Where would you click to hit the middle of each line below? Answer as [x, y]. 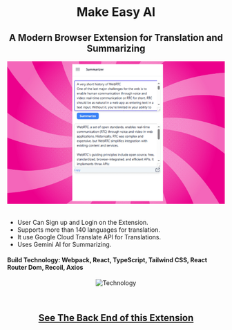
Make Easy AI [116, 12]
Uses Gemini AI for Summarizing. [64, 244]
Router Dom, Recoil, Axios [45, 268]
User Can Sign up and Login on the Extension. [83, 222]
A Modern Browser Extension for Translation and [116, 38]
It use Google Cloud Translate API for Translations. [89, 237]
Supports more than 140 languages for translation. [89, 230]
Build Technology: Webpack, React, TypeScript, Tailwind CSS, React [107, 260]
